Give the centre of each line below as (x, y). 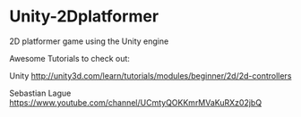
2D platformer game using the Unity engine (89, 41)
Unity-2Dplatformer (84, 17)
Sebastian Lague (40, 93)
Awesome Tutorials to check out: (69, 58)
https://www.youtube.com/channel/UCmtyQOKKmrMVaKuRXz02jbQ (136, 102)
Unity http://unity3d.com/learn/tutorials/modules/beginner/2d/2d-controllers (150, 75)
